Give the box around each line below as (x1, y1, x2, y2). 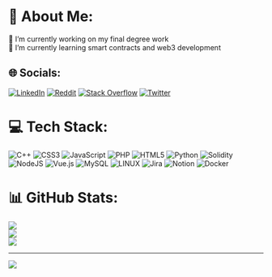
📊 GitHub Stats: (8, 188, 119, 207)
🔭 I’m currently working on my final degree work (8, 34, 169, 44)
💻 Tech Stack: (8, 117, 108, 136)
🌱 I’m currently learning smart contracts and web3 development (8, 42, 221, 52)
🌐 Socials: (8, 66, 62, 80)
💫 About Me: (8, 7, 94, 26)
